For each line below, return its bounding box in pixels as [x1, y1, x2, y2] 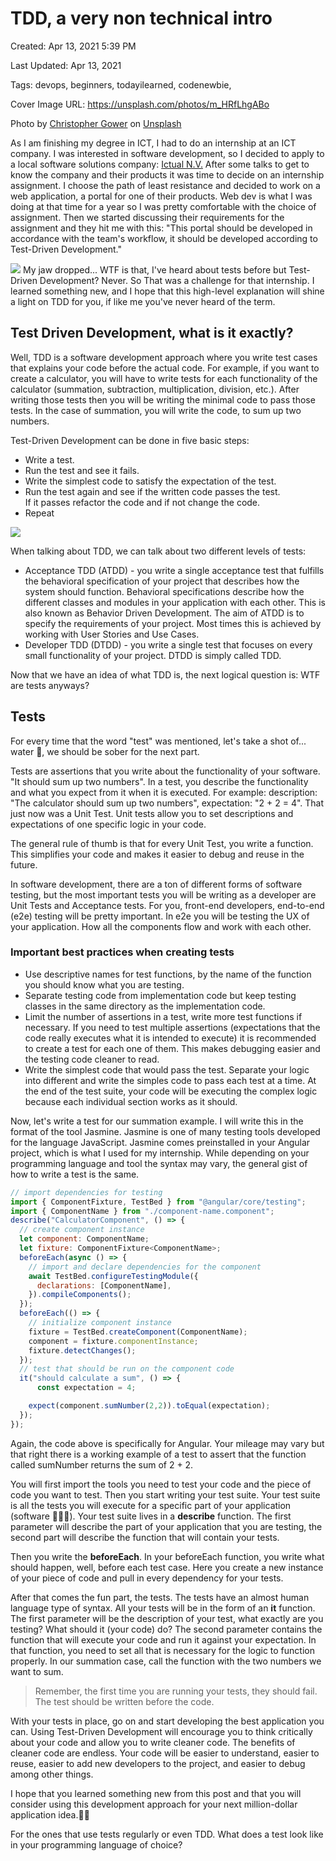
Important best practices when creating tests [10, 945, 235, 959]
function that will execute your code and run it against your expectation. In [10, 1633, 317, 1646]
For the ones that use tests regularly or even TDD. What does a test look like [10, 1828, 324, 1840]
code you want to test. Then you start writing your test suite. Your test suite [10, 1488, 321, 1501]
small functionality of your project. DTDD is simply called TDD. [24, 649, 282, 661]
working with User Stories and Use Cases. [24, 628, 200, 640]
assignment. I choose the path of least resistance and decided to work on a [10, 179, 321, 191]
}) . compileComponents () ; [28, 1290, 132, 1300]
